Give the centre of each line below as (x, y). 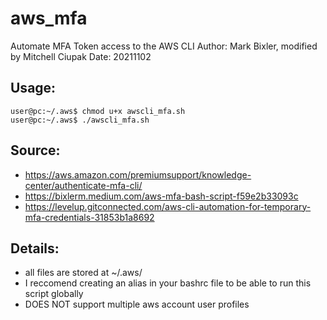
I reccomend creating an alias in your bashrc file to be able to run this (168, 283)
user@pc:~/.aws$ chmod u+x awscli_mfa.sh (98, 111)
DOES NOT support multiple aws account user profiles (137, 304)
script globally (54, 294)
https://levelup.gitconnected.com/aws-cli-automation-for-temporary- (168, 206)
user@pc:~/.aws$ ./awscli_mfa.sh (80, 120)
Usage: (33, 88)
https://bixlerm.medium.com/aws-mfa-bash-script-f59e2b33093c (161, 196)
